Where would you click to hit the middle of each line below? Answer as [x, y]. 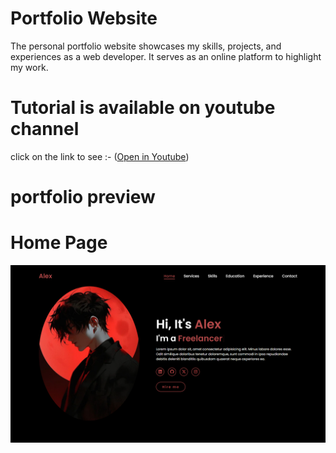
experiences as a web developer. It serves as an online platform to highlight [166, 56]
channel [45, 129]
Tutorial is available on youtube [143, 108]
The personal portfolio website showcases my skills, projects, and [146, 46]
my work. [29, 67]
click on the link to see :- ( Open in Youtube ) [100, 156]
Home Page [59, 243]
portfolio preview [83, 197]
